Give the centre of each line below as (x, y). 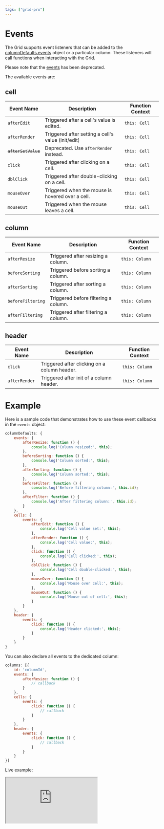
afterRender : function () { (60, 538)
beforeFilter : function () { (52, 483)
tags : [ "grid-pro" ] (25, 10)
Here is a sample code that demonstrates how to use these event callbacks (81, 419)
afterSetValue (24, 151)
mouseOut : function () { (56, 592)
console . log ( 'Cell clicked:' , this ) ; (78, 556)
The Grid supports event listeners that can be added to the (64, 47)
